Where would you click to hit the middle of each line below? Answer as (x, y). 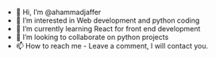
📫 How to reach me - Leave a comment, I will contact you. (112, 46)
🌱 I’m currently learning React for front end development (108, 29)
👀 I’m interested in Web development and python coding (108, 20)
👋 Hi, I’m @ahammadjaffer (58, 12)
